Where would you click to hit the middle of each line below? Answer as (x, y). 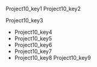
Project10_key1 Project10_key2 (43, 9)
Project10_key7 (33, 51)
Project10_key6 (33, 45)
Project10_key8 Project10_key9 (52, 58)
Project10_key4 (33, 32)
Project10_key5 (33, 38)
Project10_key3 (24, 20)
